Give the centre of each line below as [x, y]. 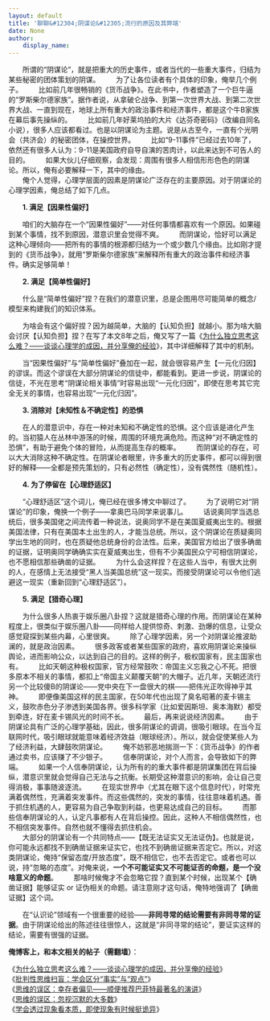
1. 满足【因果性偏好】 [58, 207]
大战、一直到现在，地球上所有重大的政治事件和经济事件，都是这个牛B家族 [137, 110]
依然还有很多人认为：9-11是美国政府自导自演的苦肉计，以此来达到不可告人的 [135, 150]
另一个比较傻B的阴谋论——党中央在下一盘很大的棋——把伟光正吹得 [120, 687]
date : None [27, 31]
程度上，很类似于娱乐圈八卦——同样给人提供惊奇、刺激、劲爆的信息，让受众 [135, 626]
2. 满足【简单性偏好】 [59, 281]
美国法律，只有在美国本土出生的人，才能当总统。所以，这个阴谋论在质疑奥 [131, 532]
